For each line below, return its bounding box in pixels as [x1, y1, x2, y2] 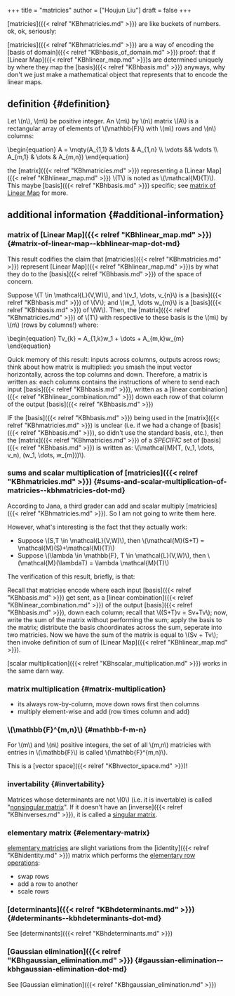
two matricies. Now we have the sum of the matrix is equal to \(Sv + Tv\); [7, 631, 219, 639]
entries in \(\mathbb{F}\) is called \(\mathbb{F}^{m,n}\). [7, 748, 168, 757]
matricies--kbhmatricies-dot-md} [7, 485, 126, 495]
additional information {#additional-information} [7, 209, 224, 221]
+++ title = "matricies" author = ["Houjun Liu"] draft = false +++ [7, 6, 192, 14]
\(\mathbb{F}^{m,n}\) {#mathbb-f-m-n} [7, 725, 147, 735]
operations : [7, 859, 41, 867]
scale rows [17, 887, 49, 895]
